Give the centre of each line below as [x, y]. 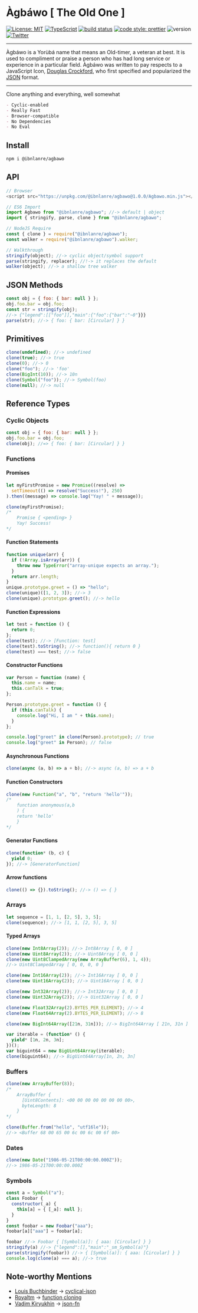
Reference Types [38, 404]
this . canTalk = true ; [38, 689]
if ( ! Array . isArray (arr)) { [46, 560]
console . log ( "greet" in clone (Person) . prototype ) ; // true [80, 737]
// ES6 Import [24, 207]
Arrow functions [27, 877]
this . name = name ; [34, 683]
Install [18, 145]
